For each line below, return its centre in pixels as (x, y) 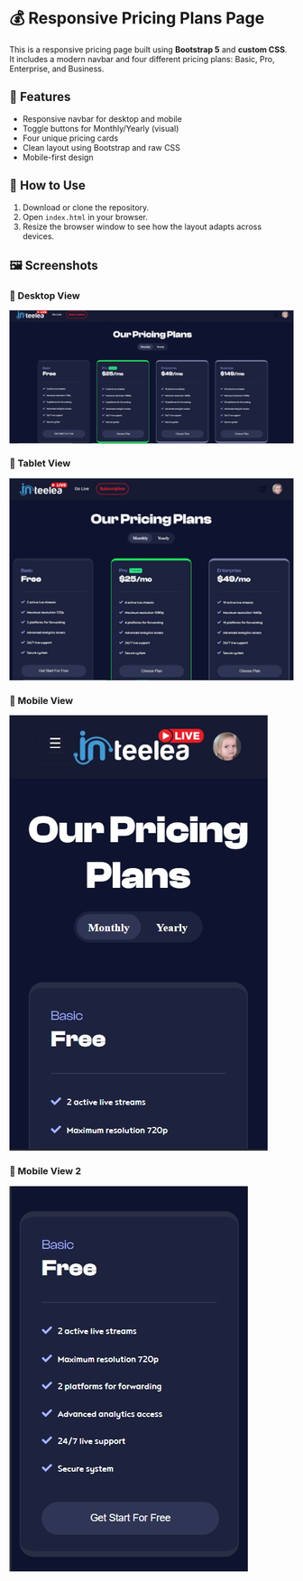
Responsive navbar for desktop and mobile (102, 118)
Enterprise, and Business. (57, 69)
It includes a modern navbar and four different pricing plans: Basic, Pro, (142, 59)
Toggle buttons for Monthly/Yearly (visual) (101, 128)
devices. (38, 236)
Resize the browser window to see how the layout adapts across (142, 227)
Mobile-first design (58, 157)
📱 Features (40, 97)
